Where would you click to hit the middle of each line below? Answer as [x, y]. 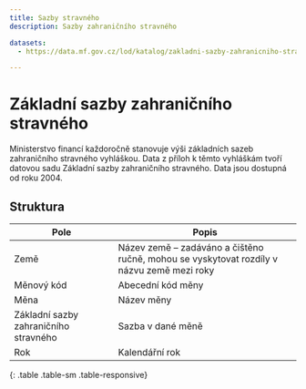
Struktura [37, 206]
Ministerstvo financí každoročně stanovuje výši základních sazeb [132, 149]
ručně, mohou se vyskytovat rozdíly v [198, 259]
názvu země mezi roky [166, 270]
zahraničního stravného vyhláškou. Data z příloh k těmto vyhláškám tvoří [146, 159]
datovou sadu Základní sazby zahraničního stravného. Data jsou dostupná [148, 169]
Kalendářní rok [149, 352]
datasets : [28, 43]
